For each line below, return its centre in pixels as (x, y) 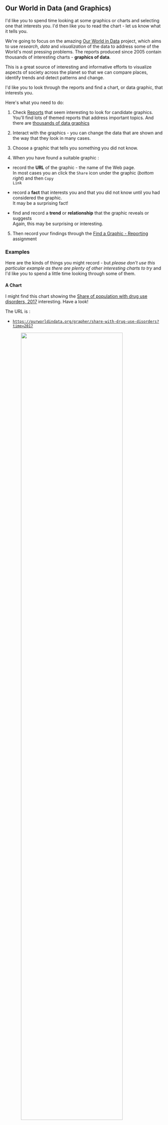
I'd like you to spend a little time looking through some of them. (70, 274)
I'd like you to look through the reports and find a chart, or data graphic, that (84, 87)
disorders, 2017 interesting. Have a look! (47, 302)
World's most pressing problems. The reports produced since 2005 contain (83, 51)
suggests (22, 218)
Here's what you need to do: (35, 102)
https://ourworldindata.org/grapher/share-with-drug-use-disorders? (86, 322)
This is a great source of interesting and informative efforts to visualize (78, 67)
